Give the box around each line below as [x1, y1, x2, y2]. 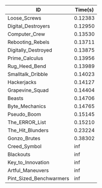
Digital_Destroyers [7, 23, 50, 29]
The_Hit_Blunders [7, 127, 49, 134]
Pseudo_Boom [7, 111, 41, 117]
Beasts [7, 95, 24, 102]
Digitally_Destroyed [7, 47, 53, 53]
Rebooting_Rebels [7, 39, 50, 45]
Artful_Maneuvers [7, 167, 49, 174]
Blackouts [7, 151, 31, 157]
